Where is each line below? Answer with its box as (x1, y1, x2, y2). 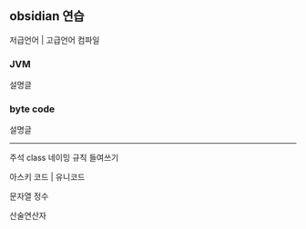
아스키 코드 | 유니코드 (9, 172, 86, 183)
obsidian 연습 (9, 8, 85, 25)
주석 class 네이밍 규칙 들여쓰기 (9, 153, 119, 164)
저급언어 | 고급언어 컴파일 (9, 35, 100, 45)
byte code (9, 103, 56, 115)
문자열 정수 (9, 191, 49, 202)
